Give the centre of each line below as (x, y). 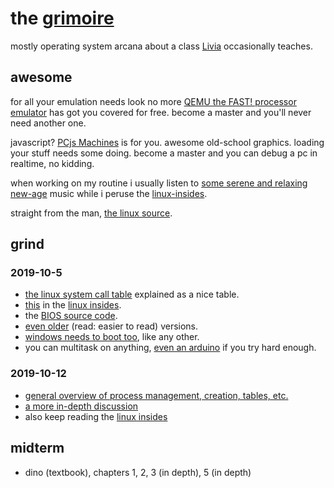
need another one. (48, 123)
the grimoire (62, 18)
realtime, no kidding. (52, 163)
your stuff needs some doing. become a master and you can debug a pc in (164, 153)
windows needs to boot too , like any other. (112, 337)
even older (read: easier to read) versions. (111, 326)
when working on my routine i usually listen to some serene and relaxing (159, 183)
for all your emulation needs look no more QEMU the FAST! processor (153, 101)
